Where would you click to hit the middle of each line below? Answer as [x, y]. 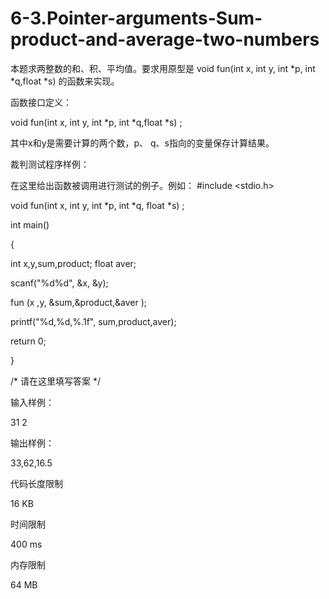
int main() [30, 224]
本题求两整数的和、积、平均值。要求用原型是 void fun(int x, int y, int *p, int [163, 68]
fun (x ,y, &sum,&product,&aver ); [79, 302]
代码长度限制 [36, 483]
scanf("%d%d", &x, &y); [59, 283]
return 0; [28, 341]
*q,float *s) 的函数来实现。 [65, 81]
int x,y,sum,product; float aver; [73, 263]
